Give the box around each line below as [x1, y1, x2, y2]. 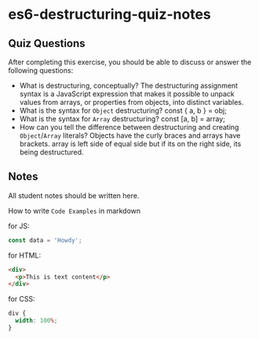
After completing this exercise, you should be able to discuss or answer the [8, 57, 252, 67]
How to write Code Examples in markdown [8, 206, 141, 215]
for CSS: [8, 294, 35, 304]
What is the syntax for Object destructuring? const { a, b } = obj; [19, 106, 228, 115]
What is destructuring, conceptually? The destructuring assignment [19, 81, 238, 90]
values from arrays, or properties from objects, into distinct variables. [19, 98, 244, 106]
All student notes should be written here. [8, 190, 140, 200]
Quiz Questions [8, 37, 86, 50]
